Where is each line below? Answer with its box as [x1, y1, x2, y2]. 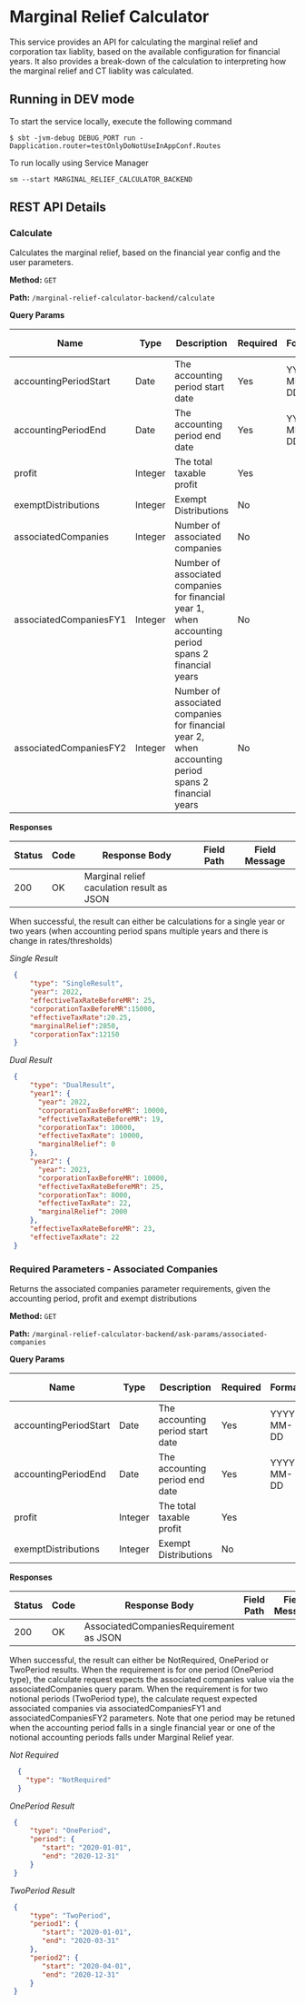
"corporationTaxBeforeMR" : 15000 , [29, 1004, 156, 1014]
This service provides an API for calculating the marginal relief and [9, 36, 259, 47]
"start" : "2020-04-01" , [42, 1961, 132, 1970]
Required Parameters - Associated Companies [9, 1263, 218, 1275]
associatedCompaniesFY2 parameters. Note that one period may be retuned [9, 1712, 296, 1723]
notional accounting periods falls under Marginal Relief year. [9, 1731, 234, 1742]
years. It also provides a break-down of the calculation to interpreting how [9, 55, 287, 66]
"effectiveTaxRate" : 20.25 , [29, 1013, 132, 1022]
